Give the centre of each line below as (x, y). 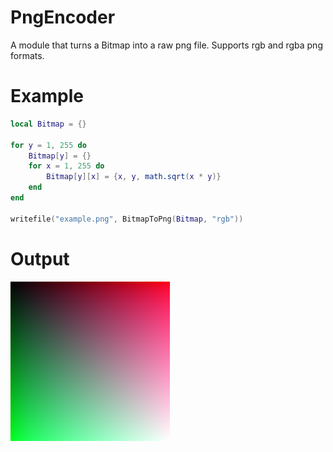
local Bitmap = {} (48, 124)
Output (40, 258)
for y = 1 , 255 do (48, 145)
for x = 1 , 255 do (66, 166)
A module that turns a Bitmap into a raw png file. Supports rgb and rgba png (166, 45)
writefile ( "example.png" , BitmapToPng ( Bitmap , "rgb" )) (127, 219)
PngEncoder (63, 17)
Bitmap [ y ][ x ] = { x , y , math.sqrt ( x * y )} (134, 177)
